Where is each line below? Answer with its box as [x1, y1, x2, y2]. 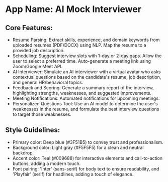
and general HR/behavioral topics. [12, 79, 83, 85]
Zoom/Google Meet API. [12, 64, 63, 69]
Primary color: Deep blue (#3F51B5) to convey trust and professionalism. [12, 139, 163, 145]
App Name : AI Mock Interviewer [5, 4, 142, 15]
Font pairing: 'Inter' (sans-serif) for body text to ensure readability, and [12, 165, 159, 171]
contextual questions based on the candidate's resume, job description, [12, 74, 161, 80]
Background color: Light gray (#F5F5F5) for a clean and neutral [12, 144, 144, 150]
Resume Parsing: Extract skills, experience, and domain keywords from [12, 37, 160, 43]
